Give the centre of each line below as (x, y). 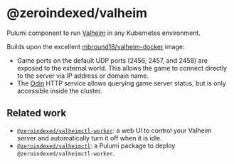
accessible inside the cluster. (59, 91)
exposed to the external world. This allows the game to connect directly (122, 68)
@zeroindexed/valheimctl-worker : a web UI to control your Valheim (114, 130)
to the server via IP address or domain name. (83, 76)
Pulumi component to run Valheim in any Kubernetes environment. (103, 33)
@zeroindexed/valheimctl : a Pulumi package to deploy (96, 145)
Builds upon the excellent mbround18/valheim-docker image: (96, 46)
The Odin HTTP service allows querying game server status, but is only (122, 83)
